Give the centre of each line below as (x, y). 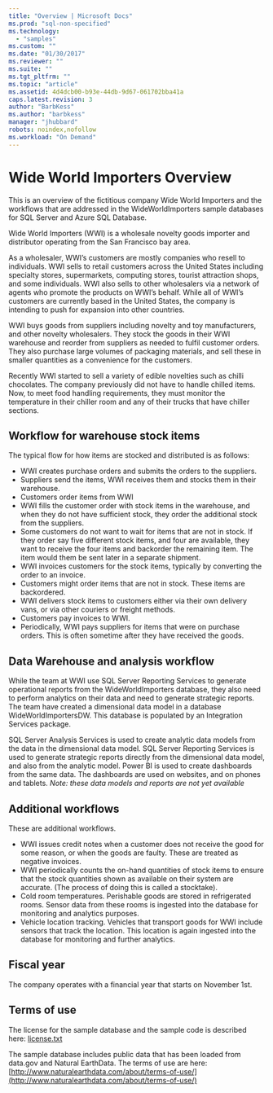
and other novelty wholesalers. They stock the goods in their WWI (119, 334)
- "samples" (36, 39)
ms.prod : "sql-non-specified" (60, 24)
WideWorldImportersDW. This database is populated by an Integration (125, 715)
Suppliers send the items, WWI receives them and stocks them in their (138, 480)
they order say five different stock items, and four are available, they (135, 540)
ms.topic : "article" (44, 84)
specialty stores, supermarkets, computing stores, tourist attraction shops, (134, 274)
